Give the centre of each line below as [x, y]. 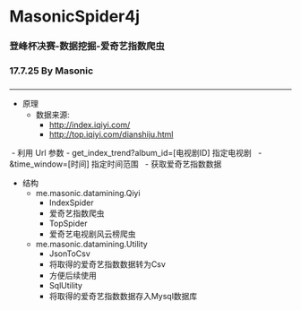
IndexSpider [71, 202]
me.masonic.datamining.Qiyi [88, 193]
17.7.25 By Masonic [52, 71]
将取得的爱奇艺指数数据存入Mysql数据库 [123, 296]
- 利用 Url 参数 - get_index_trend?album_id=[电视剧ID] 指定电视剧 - [137, 152]
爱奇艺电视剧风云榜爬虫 [92, 234]
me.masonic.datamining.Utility [91, 244]
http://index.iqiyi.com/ [90, 125]
